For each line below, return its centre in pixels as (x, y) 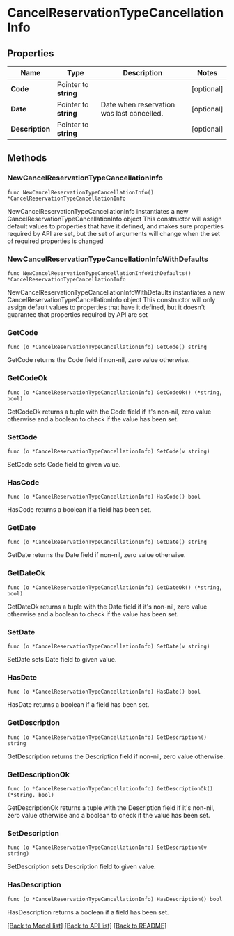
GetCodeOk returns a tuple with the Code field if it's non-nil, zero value (109, 412)
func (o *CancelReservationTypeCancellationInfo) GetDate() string (107, 542)
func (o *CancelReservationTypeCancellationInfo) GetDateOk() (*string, (115, 587)
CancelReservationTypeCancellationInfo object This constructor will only (111, 299)
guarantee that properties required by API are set (78, 314)
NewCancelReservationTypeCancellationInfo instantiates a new (98, 211)
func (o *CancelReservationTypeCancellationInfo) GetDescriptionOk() (110, 788)
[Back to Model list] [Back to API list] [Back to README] (87, 926)
